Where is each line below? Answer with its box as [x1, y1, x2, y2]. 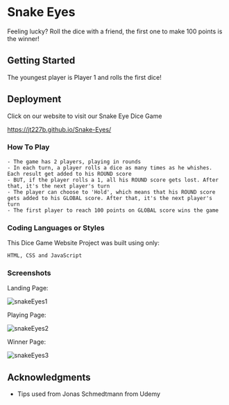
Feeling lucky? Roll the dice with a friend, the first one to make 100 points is [7, 27, 223, 35]
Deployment [7, 93, 62, 105]
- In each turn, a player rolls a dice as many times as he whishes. [7, 164, 213, 171]
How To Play [7, 142, 50, 152]
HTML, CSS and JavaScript [7, 252, 82, 259]
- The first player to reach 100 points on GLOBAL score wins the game [7, 206, 219, 214]
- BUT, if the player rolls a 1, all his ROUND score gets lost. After [7, 176, 219, 183]
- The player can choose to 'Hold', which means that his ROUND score [7, 188, 216, 195]
